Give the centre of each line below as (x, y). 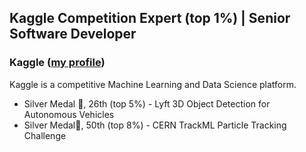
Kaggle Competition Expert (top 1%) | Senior (150, 18)
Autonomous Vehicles (69, 114)
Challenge (45, 135)
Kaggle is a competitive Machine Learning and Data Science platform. (153, 84)
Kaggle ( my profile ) (57, 63)
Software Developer (73, 34)
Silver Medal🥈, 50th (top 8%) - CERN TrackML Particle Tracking (155, 125)
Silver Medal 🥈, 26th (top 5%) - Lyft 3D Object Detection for (147, 103)
